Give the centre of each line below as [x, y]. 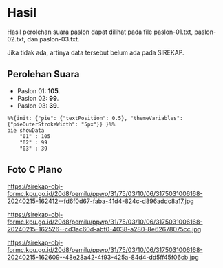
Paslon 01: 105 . [39, 90]
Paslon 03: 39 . [38, 106]
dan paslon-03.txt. [53, 39]
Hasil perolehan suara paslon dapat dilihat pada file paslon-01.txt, [100, 32]
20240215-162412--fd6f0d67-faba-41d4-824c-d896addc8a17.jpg [100, 201]
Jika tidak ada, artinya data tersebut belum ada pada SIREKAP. [96, 52]
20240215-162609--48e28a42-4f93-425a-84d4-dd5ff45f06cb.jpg [103, 257]
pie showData [26, 130]
